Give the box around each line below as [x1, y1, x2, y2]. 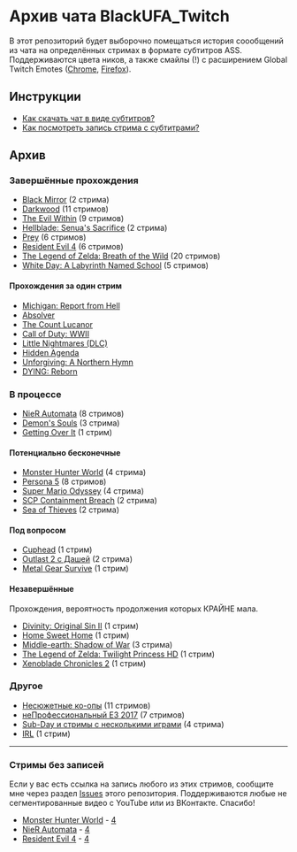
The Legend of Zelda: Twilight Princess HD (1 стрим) [21, 649, 215, 659]
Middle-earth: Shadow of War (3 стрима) [21, 639, 173, 649]
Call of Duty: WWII [21, 328, 90, 339]
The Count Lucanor [21, 319, 94, 329]
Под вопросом [9, 525, 66, 535]
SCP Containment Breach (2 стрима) [21, 495, 157, 506]
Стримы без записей [9, 758, 104, 771]
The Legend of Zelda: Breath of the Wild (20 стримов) [21, 250, 221, 262]
